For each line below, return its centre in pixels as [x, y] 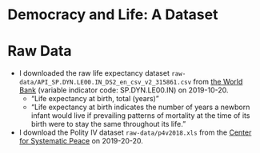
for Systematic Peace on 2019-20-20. [81, 141]
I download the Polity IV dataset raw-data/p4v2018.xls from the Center [135, 132]
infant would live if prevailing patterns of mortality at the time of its [140, 116]
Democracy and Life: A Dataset [113, 15]
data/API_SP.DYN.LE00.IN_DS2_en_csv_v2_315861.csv [105, 82]
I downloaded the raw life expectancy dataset [94, 73]
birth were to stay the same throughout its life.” [108, 124]
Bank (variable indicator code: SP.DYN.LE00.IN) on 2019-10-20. [124, 90]
